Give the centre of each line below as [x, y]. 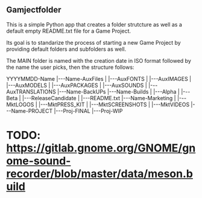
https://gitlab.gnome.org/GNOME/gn [101, 148]
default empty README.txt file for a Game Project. [69, 31]
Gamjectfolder [34, 10]
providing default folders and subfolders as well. [66, 49]
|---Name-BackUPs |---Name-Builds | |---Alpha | [118, 91]
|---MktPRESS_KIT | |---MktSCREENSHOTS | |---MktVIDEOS [114, 104]
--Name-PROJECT [30, 110]
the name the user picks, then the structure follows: [70, 67]
